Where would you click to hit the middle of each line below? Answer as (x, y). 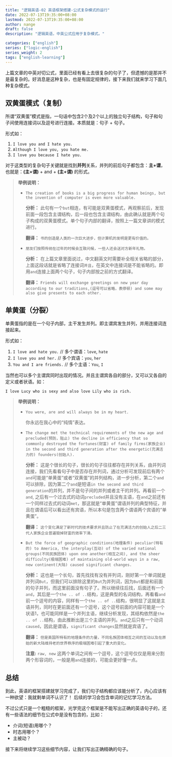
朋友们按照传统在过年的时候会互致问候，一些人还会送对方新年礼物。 (87, 249)
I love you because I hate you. (47, 155)
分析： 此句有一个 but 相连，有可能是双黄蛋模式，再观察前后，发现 (95, 208)
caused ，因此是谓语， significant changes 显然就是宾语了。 (88, 626)
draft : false (19, 29)
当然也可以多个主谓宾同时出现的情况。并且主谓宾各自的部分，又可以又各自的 (86, 375)
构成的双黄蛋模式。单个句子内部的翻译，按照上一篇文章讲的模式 (97, 221)
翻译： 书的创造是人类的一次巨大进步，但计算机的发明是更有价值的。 (88, 238)
